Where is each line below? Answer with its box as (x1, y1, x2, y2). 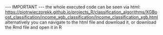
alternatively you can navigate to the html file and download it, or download (5, 19, 157, 25)
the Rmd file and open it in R (5, 24, 62, 30)
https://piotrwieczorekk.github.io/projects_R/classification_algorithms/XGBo (5, 9, 158, 15)
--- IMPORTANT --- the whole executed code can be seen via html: (5, 4, 141, 10)
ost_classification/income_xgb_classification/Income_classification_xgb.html (5, 14, 159, 20)
